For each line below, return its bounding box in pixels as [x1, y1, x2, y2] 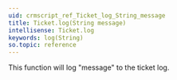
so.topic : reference [8, 41, 77, 49]
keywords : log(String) [8, 33, 84, 42]
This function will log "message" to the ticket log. [8, 63, 170, 72]
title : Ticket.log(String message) [8, 19, 127, 27]
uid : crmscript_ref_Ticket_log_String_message [8, 11, 166, 20]
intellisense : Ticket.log [8, 26, 94, 34]
